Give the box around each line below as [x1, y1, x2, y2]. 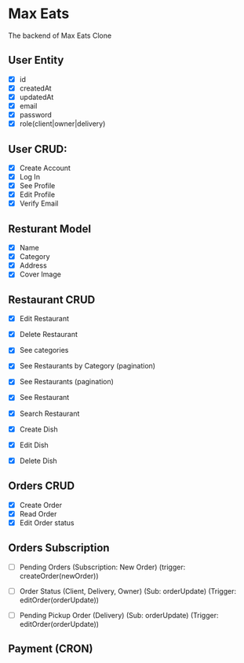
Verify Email [19, 198, 59, 209]
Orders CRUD [8, 480, 75, 493]
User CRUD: [8, 143, 68, 156]
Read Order [19, 509, 57, 518]
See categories [19, 346, 69, 355]
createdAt [19, 83, 53, 93]
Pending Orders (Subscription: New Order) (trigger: [19, 562, 186, 572]
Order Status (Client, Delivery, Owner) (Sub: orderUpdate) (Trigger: [19, 586, 237, 595]
